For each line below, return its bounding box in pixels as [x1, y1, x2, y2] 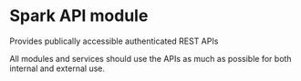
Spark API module [9, 5, 149, 26]
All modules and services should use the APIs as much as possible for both [9, 53, 292, 64]
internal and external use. [9, 63, 106, 74]
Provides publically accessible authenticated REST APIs [9, 35, 219, 46]
